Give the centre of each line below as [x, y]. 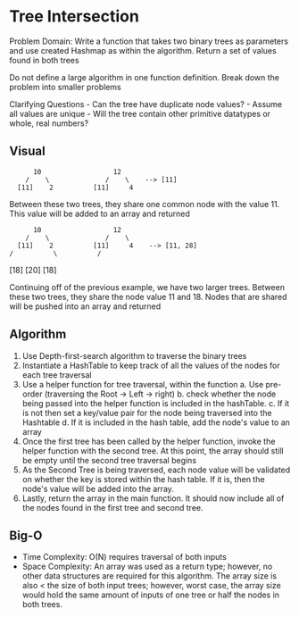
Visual [28, 151]
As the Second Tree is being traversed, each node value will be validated [156, 470]
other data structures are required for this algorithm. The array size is [149, 576]
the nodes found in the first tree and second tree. [112, 507]
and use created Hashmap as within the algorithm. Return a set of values [143, 50]
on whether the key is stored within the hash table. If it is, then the [143, 479]
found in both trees [44, 60]
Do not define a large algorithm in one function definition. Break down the [144, 77]
